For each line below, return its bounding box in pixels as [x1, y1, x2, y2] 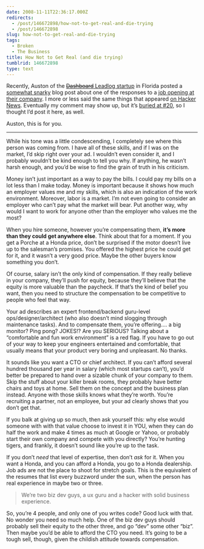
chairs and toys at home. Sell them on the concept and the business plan [6, 385, 189, 392]
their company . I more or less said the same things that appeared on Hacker [6, 95, 196, 102]
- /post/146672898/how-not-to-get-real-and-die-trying [12, 20, 154, 26]
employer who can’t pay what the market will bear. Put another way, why [6, 201, 188, 209]
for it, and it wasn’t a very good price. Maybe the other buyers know [6, 252, 177, 259]
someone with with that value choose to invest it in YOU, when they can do [6, 422, 194, 430]
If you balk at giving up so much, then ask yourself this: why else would [6, 416, 185, 423]
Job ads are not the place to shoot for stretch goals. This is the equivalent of [6, 467, 198, 474]
